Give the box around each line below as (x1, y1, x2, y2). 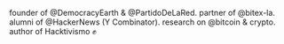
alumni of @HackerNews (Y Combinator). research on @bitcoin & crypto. (9, 17, 276, 27)
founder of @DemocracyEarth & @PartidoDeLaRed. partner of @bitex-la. (9, 8, 275, 18)
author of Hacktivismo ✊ (9, 26, 97, 36)
